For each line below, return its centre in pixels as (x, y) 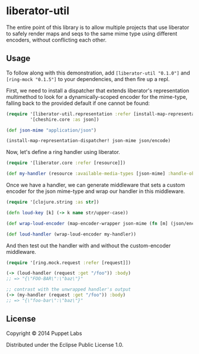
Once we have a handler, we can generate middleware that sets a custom (96, 185)
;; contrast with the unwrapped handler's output (69, 289)
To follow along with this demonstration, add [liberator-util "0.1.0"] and (98, 73)
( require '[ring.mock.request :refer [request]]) (69, 263)
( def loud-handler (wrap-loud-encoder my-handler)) (71, 234)
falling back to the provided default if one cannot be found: (78, 103)
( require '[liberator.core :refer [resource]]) (66, 163)
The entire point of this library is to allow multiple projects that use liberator (98, 27)
